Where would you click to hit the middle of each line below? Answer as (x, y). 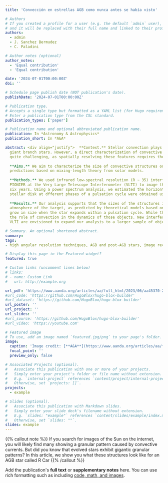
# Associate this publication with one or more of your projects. (78, 369)
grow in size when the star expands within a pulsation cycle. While (83, 213)
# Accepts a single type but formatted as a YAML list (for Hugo (74, 111)
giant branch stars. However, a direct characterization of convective (86, 152)
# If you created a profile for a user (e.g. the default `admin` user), (84, 24)
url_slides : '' (21, 314)
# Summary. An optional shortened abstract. (52, 231)
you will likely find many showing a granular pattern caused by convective (81, 444)
